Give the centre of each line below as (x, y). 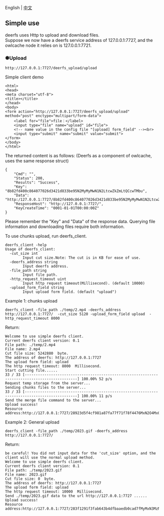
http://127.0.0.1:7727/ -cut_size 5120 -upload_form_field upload (75, 314)
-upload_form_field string (37, 288)
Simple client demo (24, 77)
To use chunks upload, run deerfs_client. (46, 236)
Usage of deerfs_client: (30, 249)
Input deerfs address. (46, 267)
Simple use (22, 23)
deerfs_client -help (26, 245)
